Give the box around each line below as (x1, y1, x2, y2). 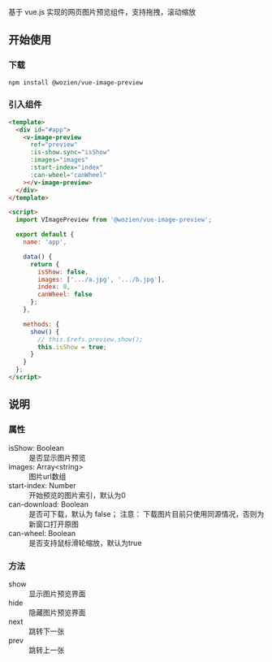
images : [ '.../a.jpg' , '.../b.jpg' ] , (37, 275, 165, 283)
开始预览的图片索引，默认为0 (28, 490, 126, 500)
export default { (15, 231, 75, 239)
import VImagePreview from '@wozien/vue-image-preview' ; (15, 216, 213, 224)
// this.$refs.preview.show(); (37, 335, 144, 344)
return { (29, 260, 60, 268)
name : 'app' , (23, 238, 67, 246)
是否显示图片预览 (28, 452, 86, 462)
